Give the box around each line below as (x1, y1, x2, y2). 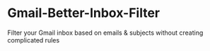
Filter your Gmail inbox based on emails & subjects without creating (7, 28, 204, 37)
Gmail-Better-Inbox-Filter (7, 5, 161, 21)
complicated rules (7, 35, 60, 44)
